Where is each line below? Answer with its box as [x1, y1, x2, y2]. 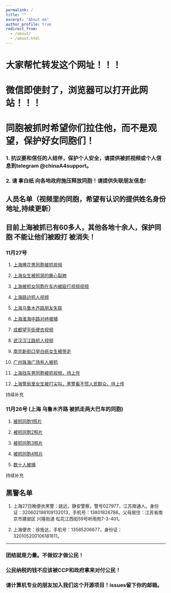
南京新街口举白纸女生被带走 [13, 348, 72, 355]
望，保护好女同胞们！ [6, 136, 95, 147]
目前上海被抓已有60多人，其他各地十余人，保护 [6, 223, 155, 232]
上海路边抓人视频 [13, 294, 49, 301]
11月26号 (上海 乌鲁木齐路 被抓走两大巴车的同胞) [6, 406, 123, 413]
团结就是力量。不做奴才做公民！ [6, 552, 84, 559]
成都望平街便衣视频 [13, 327, 54, 333]
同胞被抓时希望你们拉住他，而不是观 [6, 123, 157, 134]
